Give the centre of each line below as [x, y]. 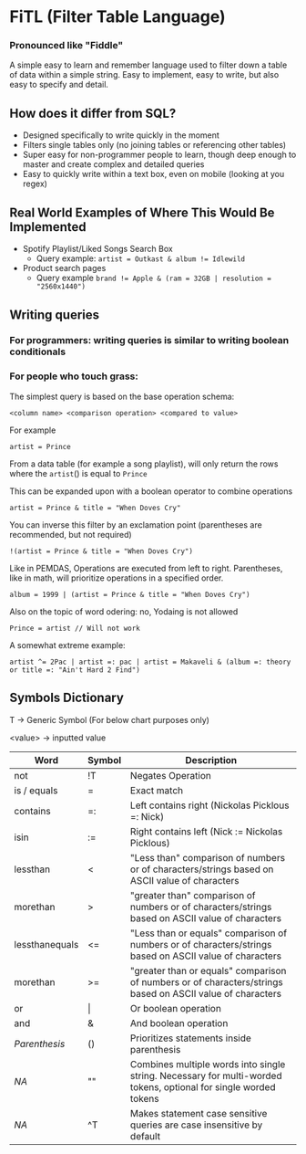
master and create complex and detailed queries [113, 164]
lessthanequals [46, 944]
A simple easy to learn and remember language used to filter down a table [148, 65]
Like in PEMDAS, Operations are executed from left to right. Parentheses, [146, 568]
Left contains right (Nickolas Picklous [210, 805]
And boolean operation [179, 1023]
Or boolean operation [176, 1008]
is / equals [36, 790]
